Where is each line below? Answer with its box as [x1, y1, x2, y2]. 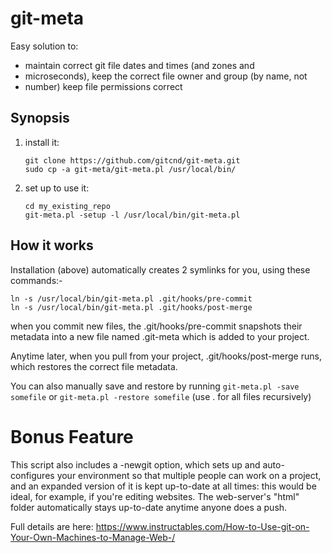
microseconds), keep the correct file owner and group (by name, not [24, 70, 308, 82]
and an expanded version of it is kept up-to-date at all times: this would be [10, 480, 317, 492]
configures [10, 469, 55, 481]
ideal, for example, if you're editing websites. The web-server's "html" [10, 490, 300, 502]
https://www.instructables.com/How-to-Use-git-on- [95, 520, 310, 532]
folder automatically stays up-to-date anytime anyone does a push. [10, 501, 288, 513]
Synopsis [10, 110, 70, 127]
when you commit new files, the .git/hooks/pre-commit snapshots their [10, 320, 303, 332]
